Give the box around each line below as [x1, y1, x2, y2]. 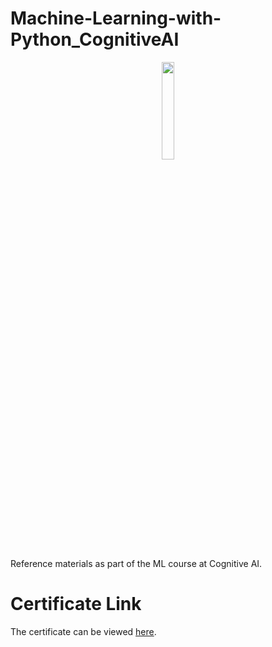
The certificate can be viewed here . [10, 625, 157, 637]
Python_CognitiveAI [10, 28, 180, 51]
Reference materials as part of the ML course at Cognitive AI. [10, 557, 263, 569]
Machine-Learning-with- [10, 7, 222, 30]
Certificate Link [10, 593, 142, 616]
